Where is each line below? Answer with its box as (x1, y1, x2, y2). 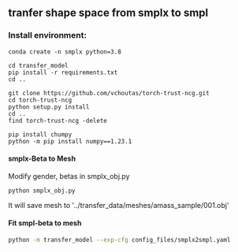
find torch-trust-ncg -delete (8, 117, 108, 124)
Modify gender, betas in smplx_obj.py (8, 171, 130, 180)
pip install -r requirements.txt (8, 69, 118, 76)
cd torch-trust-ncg (8, 96, 73, 104)
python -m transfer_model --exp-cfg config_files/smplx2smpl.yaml (8, 236, 231, 244)
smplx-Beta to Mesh (8, 154, 76, 164)
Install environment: (8, 30, 87, 41)
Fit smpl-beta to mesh (8, 218, 82, 228)
